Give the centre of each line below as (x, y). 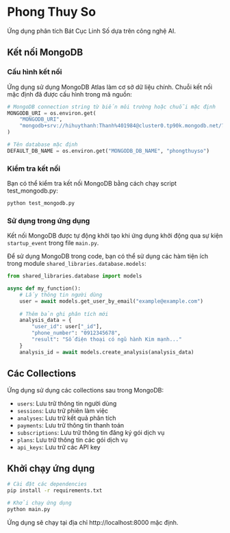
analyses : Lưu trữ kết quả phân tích (66, 418)
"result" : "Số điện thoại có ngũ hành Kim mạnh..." (107, 340)
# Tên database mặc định (42, 145)
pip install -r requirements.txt (55, 491)
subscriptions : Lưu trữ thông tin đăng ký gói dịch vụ (91, 432)
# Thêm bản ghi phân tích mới (64, 314)
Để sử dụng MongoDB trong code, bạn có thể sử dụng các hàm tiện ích (108, 256)
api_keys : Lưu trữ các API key (59, 447)
